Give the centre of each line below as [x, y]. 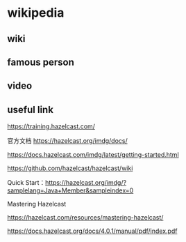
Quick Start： [26, 183]
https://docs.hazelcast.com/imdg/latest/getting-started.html [93, 155]
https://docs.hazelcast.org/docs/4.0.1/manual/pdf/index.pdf [92, 231]
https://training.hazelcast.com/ [51, 126]
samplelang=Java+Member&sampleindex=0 [70, 190]
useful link [31, 109]
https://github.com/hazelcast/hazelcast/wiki [70, 168]
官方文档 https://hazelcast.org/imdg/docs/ [67, 141]
